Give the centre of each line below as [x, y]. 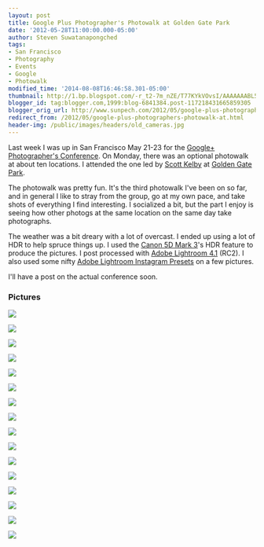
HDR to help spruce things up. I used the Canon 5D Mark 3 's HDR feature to [131, 244]
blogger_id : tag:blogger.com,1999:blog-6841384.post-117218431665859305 [130, 103]
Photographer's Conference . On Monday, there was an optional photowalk [128, 156]
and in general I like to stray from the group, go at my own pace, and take [127, 196]
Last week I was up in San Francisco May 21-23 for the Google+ [112, 147]
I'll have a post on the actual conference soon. [83, 277]
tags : [17, 45]
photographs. [30, 221]
